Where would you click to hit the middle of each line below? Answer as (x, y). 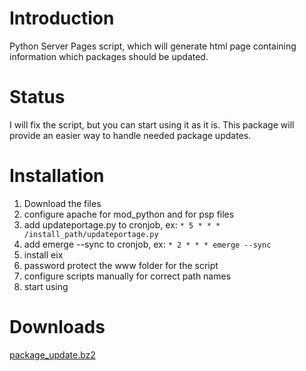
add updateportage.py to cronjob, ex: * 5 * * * (122, 224)
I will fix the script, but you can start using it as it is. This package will (152, 124)
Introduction (62, 18)
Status (37, 97)
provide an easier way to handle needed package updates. (130, 135)
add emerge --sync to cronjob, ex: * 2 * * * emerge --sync (147, 244)
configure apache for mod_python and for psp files (129, 214)
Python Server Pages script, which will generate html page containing (153, 46)
